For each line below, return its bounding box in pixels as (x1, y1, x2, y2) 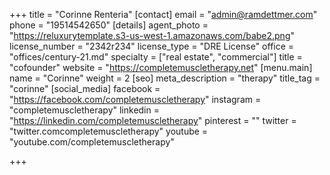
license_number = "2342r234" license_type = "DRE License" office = (9, 40, 295, 52)
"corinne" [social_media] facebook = (9, 83, 161, 94)
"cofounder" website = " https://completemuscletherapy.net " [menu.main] (9, 62, 313, 73)
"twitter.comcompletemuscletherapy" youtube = (9, 125, 209, 137)
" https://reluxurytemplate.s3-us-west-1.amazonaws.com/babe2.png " (9, 30, 296, 41)
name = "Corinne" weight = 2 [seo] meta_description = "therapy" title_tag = (9, 72, 321, 84)
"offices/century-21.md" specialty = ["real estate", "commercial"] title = (9, 51, 303, 63)
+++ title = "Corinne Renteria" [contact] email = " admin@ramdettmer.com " (9, 9, 318, 20)
